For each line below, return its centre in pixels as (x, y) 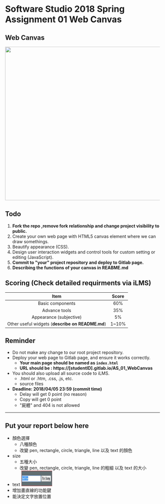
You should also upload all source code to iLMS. (61, 373)
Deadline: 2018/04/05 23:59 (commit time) (57, 389)
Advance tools (57, 310)
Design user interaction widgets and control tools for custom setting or (84, 252)
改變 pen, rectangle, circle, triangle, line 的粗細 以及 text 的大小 (83, 468)
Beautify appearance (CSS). (41, 247)
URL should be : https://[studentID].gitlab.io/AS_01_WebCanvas (86, 368)
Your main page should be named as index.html (69, 363)
